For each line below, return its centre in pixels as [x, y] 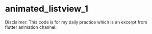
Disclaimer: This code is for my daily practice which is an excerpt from [76, 22]
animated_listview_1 [47, 9]
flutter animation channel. [31, 27]
